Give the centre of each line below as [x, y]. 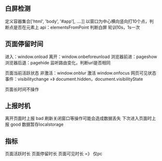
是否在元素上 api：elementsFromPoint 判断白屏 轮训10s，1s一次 [77, 27]
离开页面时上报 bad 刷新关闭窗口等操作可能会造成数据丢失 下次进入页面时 [78, 118]
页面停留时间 [24, 44]
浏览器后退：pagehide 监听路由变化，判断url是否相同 [58, 62]
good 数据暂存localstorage [37, 124]
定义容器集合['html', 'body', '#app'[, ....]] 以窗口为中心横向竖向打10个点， [77, 21]
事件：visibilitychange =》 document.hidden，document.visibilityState [74, 79]
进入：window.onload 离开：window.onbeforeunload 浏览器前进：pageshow [81, 57]
